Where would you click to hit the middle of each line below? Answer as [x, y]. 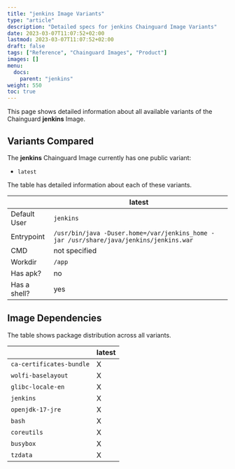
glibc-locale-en [38, 387]
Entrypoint [28, 236]
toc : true [22, 92]
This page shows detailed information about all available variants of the [110, 112]
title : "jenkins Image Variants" [56, 14]
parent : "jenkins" [47, 79]
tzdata [22, 455]
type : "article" [31, 20]
